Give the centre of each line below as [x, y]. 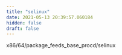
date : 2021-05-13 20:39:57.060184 [50, 17]
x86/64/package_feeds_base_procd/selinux [61, 45]
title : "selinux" [28, 12]
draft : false [23, 28]
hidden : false [24, 23]
